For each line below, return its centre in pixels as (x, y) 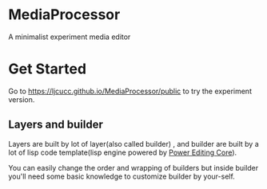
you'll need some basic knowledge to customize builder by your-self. (122, 176)
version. (22, 99)
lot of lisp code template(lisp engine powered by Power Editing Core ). (123, 152)
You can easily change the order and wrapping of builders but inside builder (133, 167)
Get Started (47, 69)
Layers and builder (56, 125)
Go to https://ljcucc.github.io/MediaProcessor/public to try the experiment (130, 91)
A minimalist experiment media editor (70, 37)
